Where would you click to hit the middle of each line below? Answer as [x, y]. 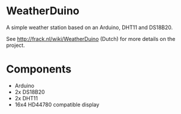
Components [39, 69]
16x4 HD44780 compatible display [57, 104]
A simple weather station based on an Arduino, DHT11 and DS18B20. [90, 27]
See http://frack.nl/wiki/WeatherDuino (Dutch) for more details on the [91, 39]
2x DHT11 [26, 98]
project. [16, 45]
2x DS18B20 [30, 92]
